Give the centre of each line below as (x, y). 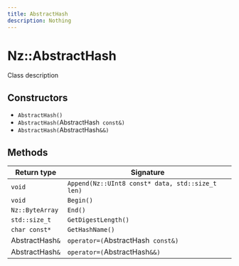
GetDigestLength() (99, 220)
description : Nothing (39, 21)
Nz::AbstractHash (62, 56)
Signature (148, 173)
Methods (28, 153)
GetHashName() (91, 230)
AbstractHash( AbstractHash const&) (71, 122)
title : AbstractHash (38, 14)
